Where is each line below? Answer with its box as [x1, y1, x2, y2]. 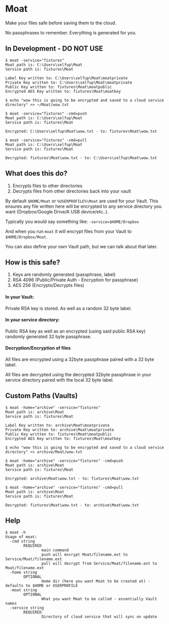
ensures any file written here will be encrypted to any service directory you [5, 203, 162, 209]
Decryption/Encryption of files [5, 345, 71, 351]
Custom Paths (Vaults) [5, 391, 78, 400]
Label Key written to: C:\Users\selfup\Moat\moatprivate [5, 76, 128, 81]
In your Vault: [5, 293, 34, 300]
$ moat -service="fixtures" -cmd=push [5, 111, 87, 116]
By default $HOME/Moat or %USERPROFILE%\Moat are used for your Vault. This [5, 198, 158, 204]
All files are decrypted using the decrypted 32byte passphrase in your [5, 371, 152, 378]
